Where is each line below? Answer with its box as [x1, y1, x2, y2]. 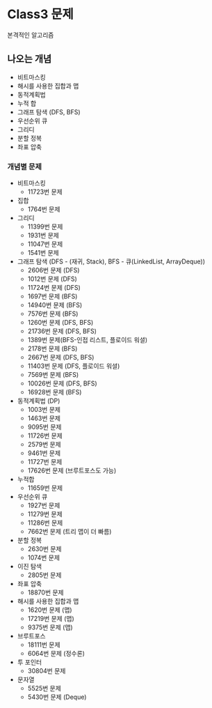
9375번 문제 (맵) [27, 623, 73, 631]
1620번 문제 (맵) [27, 606, 72, 614]
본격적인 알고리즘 [7, 31, 54, 39]
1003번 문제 [27, 406, 61, 414]
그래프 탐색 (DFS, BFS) [17, 107, 81, 116]
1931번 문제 [27, 231, 59, 240]
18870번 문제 [27, 588, 64, 597]
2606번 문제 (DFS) [27, 266, 80, 275]
